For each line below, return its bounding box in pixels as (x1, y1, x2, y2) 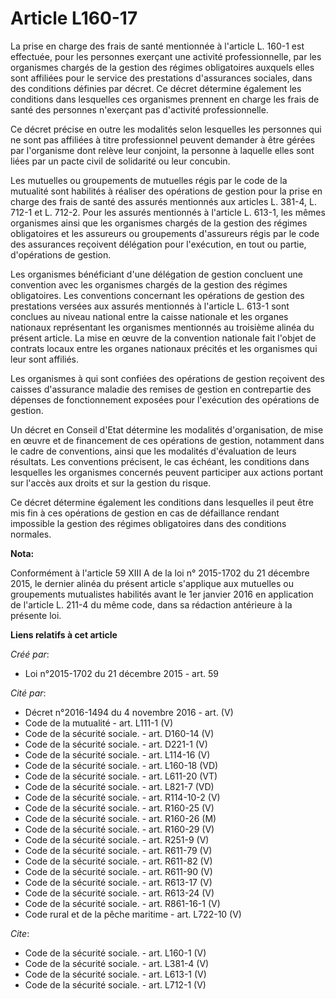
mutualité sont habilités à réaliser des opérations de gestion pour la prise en (10, 185, 323, 197)
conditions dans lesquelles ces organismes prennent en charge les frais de (10, 93, 320, 105)
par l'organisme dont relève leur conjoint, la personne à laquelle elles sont (10, 144, 315, 156)
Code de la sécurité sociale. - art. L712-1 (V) (24, 978, 207, 991)
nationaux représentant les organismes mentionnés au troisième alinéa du (10, 321, 315, 333)
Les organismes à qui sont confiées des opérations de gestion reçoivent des (10, 372, 325, 384)
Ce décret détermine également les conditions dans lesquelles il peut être (10, 496, 314, 508)
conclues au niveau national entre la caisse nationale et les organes (10, 310, 289, 322)
